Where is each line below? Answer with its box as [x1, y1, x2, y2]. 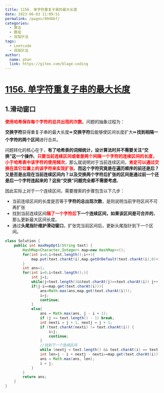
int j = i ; [31, 275, 49, 280]
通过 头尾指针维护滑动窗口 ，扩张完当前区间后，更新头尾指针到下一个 [12, 223, 149, 229]
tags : [5, 39, 16, 44]
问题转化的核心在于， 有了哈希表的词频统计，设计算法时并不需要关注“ [5, 147, 144, 153]
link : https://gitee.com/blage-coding [9, 61, 89, 66]
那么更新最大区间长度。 [12, 216, 60, 222]
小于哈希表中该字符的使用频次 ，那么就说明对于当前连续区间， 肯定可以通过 [5, 159, 155, 165]
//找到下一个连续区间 [40, 343, 77, 348]
